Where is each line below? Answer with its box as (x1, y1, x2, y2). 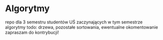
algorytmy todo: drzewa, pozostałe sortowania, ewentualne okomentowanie (5, 24, 158, 30)
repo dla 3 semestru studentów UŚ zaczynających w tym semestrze (5, 19, 143, 25)
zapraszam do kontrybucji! (5, 29, 59, 35)
